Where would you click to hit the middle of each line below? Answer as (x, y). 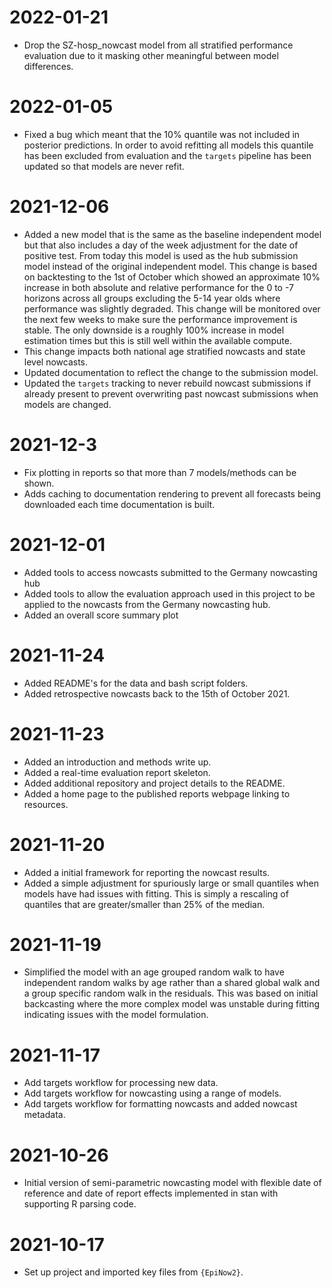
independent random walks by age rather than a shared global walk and (172, 983)
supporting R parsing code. (80, 1204)
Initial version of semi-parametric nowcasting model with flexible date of (172, 1183)
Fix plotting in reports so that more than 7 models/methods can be (160, 472)
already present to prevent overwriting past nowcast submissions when (171, 393)
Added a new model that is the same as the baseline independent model (172, 234)
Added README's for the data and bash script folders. (136, 683)
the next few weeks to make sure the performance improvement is (160, 319)
